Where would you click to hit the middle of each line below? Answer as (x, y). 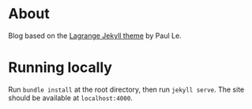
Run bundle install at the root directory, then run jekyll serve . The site (126, 89)
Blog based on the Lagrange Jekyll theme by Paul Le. (95, 36)
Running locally (60, 68)
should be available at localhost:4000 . (70, 98)
